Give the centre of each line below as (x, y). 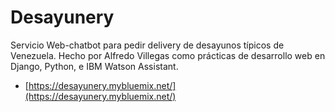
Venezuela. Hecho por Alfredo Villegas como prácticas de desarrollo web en (168, 55)
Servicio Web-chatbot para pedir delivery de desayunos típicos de (147, 45)
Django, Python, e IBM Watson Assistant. (94, 66)
